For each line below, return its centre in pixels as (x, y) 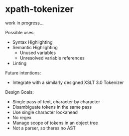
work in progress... (24, 23)
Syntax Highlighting (33, 42)
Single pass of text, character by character (56, 102)
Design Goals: (19, 92)
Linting (19, 63)
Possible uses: (20, 32)
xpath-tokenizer (39, 9)
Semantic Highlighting (35, 47)
